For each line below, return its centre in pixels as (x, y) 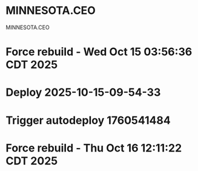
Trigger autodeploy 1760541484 (88, 120)
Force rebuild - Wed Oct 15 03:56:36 (99, 52)
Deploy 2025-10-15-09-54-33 (83, 92)
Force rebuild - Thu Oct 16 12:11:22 (94, 148)
